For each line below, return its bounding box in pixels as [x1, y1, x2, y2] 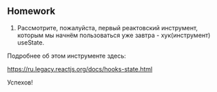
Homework [7, 5, 56, 17]
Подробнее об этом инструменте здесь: [7, 51, 126, 60]
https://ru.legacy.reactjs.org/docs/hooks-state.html [7, 65, 153, 73]
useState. [17, 38, 45, 47]
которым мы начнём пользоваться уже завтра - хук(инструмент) [17, 31, 211, 39]
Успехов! [7, 78, 33, 87]
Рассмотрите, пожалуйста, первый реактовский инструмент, [17, 23, 198, 32]
